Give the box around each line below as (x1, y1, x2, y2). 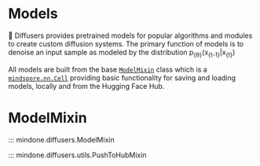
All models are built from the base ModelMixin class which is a (8, 65, 208, 74)
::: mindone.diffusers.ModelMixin (8, 135, 115, 144)
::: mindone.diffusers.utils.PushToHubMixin (8, 150, 147, 160)
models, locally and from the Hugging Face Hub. (8, 81, 165, 90)
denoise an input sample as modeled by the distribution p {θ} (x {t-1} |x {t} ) (8, 47, 236, 59)
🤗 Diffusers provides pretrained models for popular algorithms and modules (8, 31, 253, 40)
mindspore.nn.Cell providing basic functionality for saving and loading (8, 72, 236, 83)
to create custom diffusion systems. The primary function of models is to (8, 39, 244, 48)
